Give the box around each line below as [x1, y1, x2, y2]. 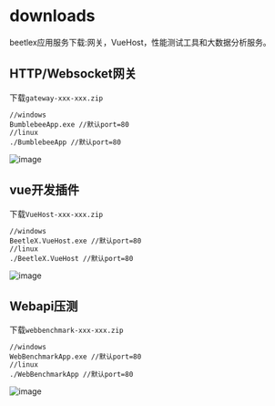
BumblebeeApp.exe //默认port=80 [9, 120, 129, 129]
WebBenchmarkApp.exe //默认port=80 [9, 352, 142, 361]
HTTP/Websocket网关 [9, 66, 137, 82]
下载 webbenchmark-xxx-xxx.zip [9, 325, 124, 336]
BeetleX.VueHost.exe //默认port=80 [9, 236, 142, 245]
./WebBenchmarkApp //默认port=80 [9, 370, 134, 380]
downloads [9, 5, 96, 26]
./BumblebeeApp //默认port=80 [9, 138, 121, 147]
